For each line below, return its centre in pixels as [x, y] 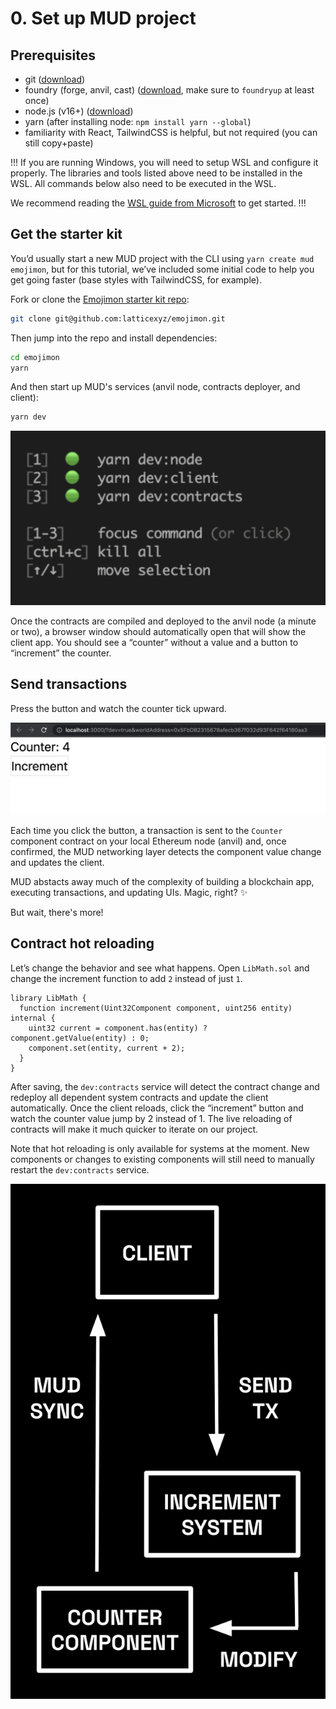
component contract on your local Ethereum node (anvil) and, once [148, 841]
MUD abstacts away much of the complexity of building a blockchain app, [162, 881]
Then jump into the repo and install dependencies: [114, 338]
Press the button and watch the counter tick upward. [118, 708]
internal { [33, 1018]
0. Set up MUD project [103, 18]
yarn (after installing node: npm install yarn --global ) [138, 121]
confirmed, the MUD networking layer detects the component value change [166, 851]
